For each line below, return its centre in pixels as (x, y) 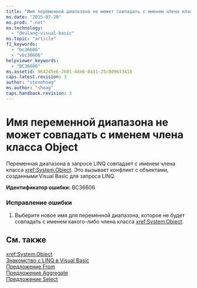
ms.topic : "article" (31, 39)
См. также (26, 240)
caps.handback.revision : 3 (39, 93)
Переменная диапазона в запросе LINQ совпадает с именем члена (91, 163)
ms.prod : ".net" (26, 22)
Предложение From (31, 266)
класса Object (42, 147)
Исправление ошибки (39, 202)
